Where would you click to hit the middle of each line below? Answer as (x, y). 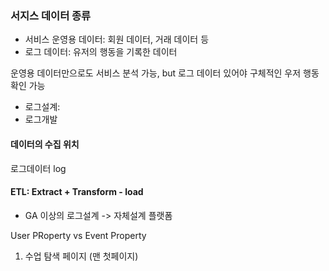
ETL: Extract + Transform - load (77, 192)
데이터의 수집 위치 (45, 144)
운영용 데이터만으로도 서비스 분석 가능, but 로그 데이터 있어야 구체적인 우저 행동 (165, 73)
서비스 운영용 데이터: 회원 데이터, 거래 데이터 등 (117, 39)
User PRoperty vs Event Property (78, 235)
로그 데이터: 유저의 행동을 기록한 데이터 (101, 52)
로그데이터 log (38, 168)
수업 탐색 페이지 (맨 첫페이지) (81, 256)
